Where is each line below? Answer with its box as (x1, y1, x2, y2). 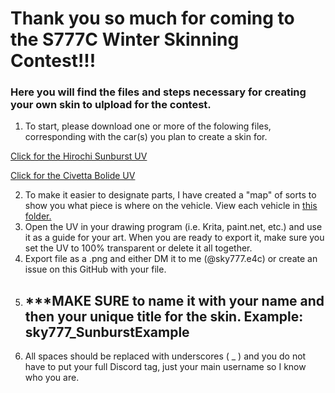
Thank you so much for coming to (10, 7, 295, 30)
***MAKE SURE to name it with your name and (24, 292, 325, 309)
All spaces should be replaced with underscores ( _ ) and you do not (24, 350, 307, 362)
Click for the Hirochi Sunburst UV (10, 150, 148, 162)
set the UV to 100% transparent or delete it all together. (24, 242, 253, 254)
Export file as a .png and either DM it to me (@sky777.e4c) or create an (24, 253, 318, 265)
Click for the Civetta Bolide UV (10, 170, 136, 182)
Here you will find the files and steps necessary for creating (10, 85, 307, 99)
